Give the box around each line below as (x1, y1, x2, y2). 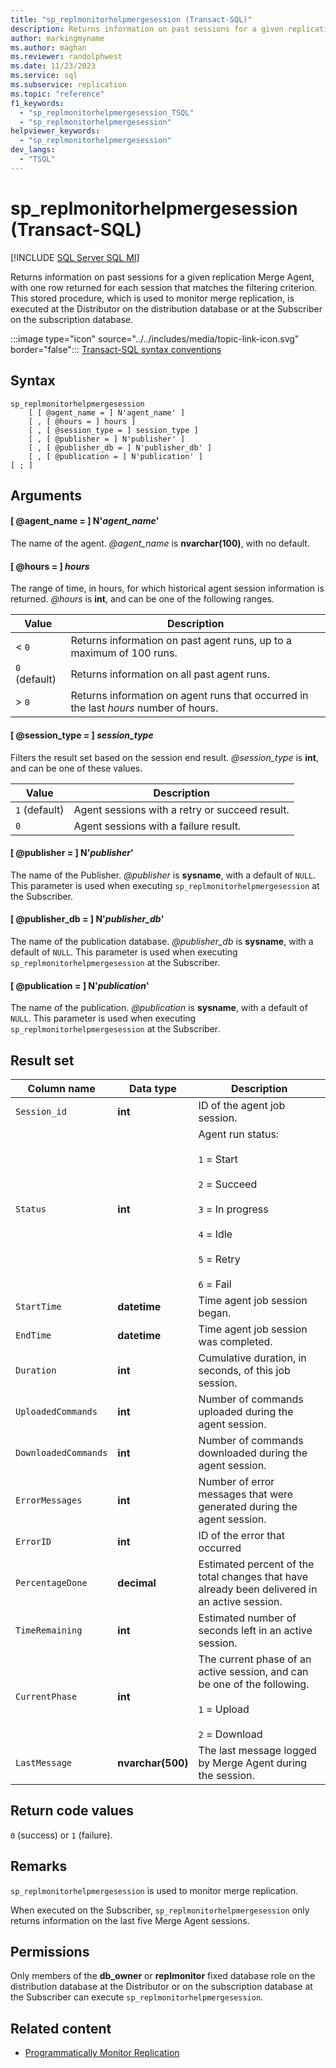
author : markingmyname (10, 33, 105, 43)
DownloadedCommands (15, 1447, 108, 1458)
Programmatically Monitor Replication (24, 2047, 180, 2059)
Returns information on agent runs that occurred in (70, 689, 309, 703)
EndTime (15, 1329, 52, 1341)
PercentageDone (15, 1577, 88, 1588)
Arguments (10, 487, 83, 504)
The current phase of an (198, 1652, 312, 1666)
